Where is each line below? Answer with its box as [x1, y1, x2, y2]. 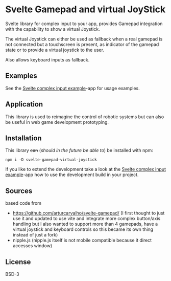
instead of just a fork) [12, 232, 58, 238]
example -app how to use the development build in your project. [5, 171, 139, 178]
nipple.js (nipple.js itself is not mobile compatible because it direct [12, 237, 152, 244]
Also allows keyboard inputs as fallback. [5, 56, 90, 62]
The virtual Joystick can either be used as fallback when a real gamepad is [5, 36, 163, 42]
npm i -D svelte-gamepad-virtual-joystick [5, 157, 97, 162]
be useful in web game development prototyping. [5, 119, 109, 125]
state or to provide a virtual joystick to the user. [5, 47, 105, 53]
